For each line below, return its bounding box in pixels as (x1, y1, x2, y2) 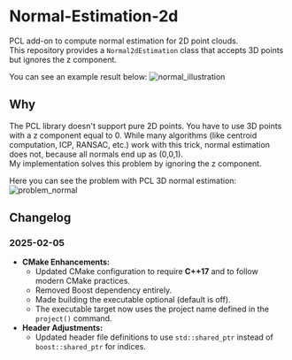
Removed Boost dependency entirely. (35, 285, 173, 295)
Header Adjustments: (21, 323, 104, 333)
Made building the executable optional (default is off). (35, 295, 232, 305)
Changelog (9, 211, 72, 226)
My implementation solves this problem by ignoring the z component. (9, 157, 263, 169)
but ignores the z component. (9, 54, 118, 65)
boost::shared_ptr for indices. (35, 341, 146, 352)
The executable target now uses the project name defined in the (35, 303, 270, 315)
